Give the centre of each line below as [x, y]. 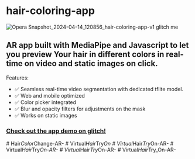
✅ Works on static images [46, 115]
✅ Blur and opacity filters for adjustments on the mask [80, 109]
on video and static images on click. [91, 63]
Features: [18, 78]
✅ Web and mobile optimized [49, 95]
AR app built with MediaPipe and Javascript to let [97, 45]
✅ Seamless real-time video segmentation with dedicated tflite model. [99, 89]
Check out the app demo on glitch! [56, 131]
